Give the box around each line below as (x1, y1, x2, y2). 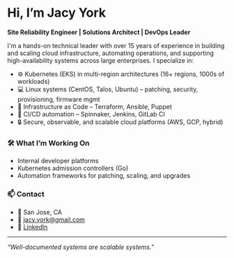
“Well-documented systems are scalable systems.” (7, 243, 155, 251)
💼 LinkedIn (17, 222, 48, 231)
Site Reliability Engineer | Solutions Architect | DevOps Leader (7, 28, 191, 36)
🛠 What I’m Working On (7, 138, 90, 148)
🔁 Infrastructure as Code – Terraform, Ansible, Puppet (17, 103, 172, 111)
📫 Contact (7, 190, 45, 199)
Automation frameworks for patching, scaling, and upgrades (17, 172, 191, 180)
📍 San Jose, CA (17, 208, 63, 216)
